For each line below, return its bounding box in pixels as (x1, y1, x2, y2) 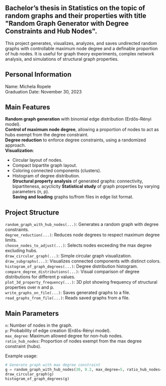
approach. (5, 142, 26, 148)
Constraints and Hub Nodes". (5, 27, 97, 36)
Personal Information (5, 70, 72, 79)
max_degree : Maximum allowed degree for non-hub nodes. (5, 333, 123, 339)
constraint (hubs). (5, 343, 41, 349)
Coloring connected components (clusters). (12, 168, 101, 173)
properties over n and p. (5, 284, 54, 291)
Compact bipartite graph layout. (12, 163, 78, 169)
